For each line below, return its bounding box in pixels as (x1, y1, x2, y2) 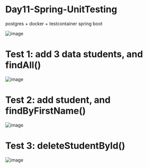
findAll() (5, 59, 41, 71)
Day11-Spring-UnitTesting (5, 4, 117, 15)
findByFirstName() (5, 105, 86, 117)
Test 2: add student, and (5, 94, 111, 106)
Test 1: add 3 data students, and (5, 49, 143, 60)
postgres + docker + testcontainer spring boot (5, 20, 103, 27)
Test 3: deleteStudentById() (5, 140, 126, 152)
